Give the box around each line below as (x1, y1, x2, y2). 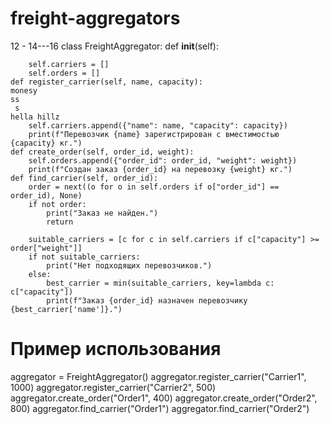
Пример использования (10, 338, 222, 361)
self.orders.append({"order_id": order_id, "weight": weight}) (28, 155, 298, 166)
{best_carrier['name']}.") (10, 304, 123, 314)
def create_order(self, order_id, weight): (10, 147, 195, 157)
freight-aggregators (10, 7, 181, 30)
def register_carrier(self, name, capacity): (10, 77, 203, 87)
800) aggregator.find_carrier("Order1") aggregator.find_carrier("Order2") (10, 402, 310, 414)
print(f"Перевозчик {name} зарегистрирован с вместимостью (28, 129, 280, 139)
